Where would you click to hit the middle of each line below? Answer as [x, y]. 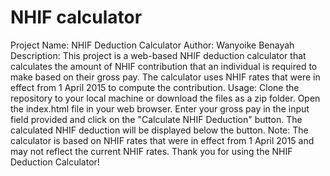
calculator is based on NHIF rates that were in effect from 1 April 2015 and [162, 140]
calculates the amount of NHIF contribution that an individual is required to [164, 66]
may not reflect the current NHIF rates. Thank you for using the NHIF [151, 151]
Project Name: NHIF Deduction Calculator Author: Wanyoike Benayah [152, 45]
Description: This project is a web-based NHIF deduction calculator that [158, 55]
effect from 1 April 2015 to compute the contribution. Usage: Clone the [155, 87]
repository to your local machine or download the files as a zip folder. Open [165, 98]
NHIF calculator [76, 17]
